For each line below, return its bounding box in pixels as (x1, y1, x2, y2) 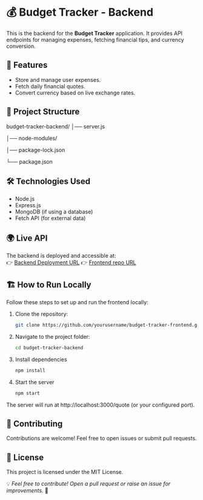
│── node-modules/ (6, 135, 58, 142)
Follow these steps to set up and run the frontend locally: (6, 299, 148, 305)
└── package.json (6, 158, 53, 165)
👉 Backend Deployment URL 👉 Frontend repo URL (6, 259, 136, 266)
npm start (15, 390, 41, 396)
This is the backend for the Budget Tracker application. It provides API (6, 29, 183, 37)
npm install (15, 367, 45, 373)
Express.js (15, 202, 41, 209)
